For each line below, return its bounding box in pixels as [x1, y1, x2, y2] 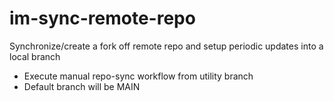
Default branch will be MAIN [23, 80, 141, 92]
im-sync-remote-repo [9, 7, 196, 30]
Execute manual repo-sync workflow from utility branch [23, 70, 254, 82]
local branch [9, 50, 61, 62]
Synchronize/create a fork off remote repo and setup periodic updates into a [9, 40, 324, 52]
